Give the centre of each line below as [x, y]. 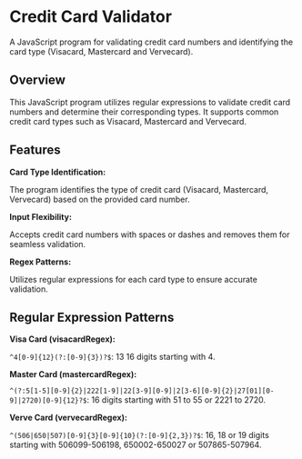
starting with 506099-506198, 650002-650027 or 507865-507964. [136, 445]
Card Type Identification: [58, 172]
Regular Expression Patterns [92, 317]
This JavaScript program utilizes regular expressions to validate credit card [150, 102]
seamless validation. [48, 244]
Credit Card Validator [91, 17]
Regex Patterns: [40, 262]
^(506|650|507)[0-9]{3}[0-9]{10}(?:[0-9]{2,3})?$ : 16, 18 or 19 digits [140, 435]
